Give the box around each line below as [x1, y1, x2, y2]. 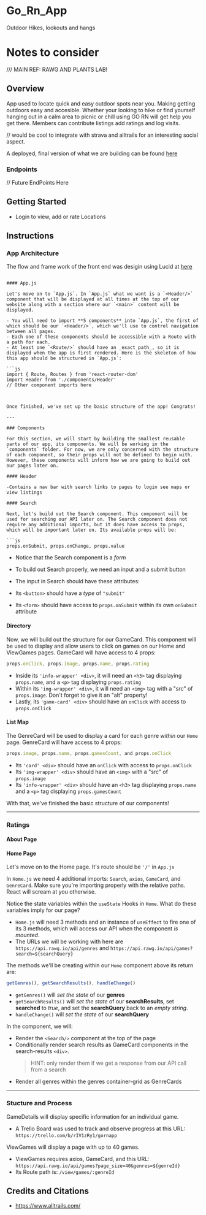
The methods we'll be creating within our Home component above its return [6, 962, 194, 969]
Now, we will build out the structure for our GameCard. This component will [6, 635, 196, 643]
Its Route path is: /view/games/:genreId [15, 1168, 115, 1175]
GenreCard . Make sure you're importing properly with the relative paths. [6, 881, 186, 889]
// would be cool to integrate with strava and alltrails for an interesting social [6, 131, 198, 139]
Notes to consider [6, 45, 99, 59]
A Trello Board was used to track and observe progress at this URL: [15, 1125, 186, 1132]
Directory [6, 622, 31, 629]
